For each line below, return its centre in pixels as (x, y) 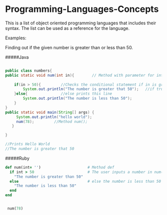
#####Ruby (17, 158)
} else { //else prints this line (63, 94)
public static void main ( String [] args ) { (50, 112)
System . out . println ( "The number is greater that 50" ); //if (89, 89)
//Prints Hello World (28, 144)
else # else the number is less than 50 (85, 181)
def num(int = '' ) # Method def (60, 167)
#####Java (17, 57)
